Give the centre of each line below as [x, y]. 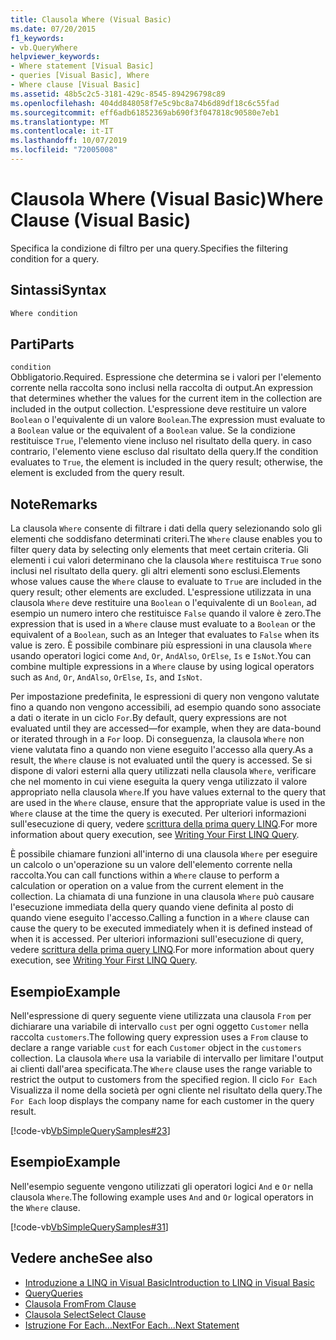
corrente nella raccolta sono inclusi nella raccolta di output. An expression [162, 388]
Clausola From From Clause [80, 1303]
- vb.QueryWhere [44, 47]
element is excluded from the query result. [97, 473]
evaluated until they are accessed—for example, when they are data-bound [166, 728]
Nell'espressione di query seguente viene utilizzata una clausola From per [161, 1015]
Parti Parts [42, 344]
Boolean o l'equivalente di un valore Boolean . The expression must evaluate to [168, 420]
